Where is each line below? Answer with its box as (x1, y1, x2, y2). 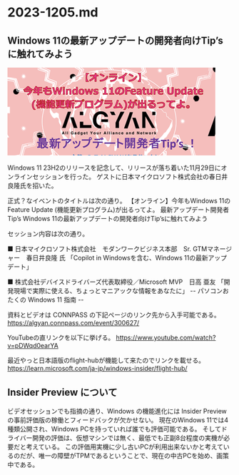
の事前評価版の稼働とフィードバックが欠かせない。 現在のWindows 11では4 (7, 415, 229, 424)
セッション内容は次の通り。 (7, 230, 89, 237)
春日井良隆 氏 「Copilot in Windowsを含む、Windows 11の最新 (26, 254, 208, 262)
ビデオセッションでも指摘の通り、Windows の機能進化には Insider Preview (7, 407, 227, 415)
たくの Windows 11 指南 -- (7, 295, 84, 304)
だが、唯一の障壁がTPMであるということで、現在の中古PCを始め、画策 (19, 451, 230, 460)
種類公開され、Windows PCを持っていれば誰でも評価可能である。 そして (7, 424, 221, 433)
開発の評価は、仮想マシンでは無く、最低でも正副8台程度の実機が (31, 433, 224, 442)
